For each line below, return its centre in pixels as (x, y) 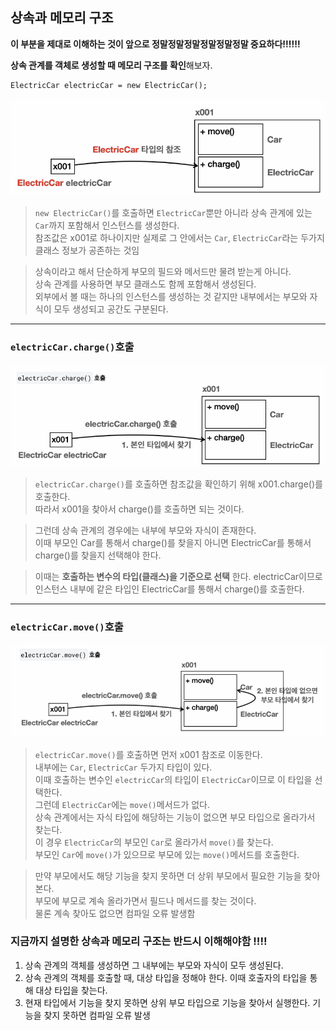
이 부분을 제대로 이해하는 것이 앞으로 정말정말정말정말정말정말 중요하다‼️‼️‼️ (155, 44)
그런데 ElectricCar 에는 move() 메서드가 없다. (122, 804)
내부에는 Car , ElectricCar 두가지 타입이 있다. (123, 767)
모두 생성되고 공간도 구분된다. (111, 309)
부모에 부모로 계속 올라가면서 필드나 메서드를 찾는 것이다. (145, 900)
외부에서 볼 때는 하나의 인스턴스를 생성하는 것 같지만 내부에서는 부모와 (171, 296)
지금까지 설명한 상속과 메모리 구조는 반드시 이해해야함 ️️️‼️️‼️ (139, 941)
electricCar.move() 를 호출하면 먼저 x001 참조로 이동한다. (148, 754)
